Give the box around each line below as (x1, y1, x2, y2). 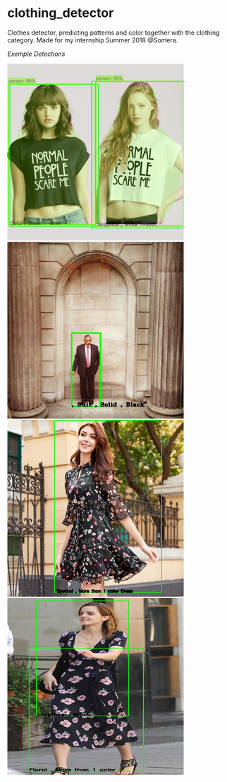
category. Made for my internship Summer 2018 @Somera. (7, 35, 178, 44)
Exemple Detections (7, 49, 66, 58)
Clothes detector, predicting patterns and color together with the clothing (7, 28, 220, 37)
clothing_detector (7, 5, 114, 21)
